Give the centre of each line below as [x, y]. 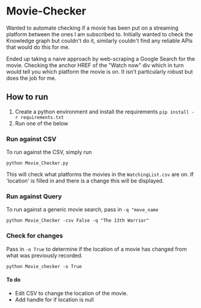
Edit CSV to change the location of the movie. [71, 293]
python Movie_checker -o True [44, 266]
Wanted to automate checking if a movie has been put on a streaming [92, 28]
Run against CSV [31, 139]
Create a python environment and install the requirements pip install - [104, 111]
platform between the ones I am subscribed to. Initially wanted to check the [100, 34]
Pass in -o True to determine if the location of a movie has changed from [97, 249]
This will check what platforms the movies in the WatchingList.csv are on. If [100, 175]
